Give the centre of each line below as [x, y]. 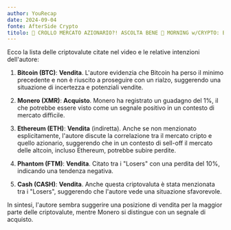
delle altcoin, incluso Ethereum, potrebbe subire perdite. [97, 150]
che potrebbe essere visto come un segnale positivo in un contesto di [115, 108]
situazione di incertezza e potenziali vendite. [80, 87]
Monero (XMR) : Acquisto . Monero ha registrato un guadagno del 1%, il [118, 101]
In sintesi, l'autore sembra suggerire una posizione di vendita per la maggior [115, 205]
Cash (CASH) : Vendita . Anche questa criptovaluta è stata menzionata [116, 184]
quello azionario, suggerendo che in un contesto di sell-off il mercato [115, 143]
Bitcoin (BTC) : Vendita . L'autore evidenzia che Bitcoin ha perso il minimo [120, 73]
